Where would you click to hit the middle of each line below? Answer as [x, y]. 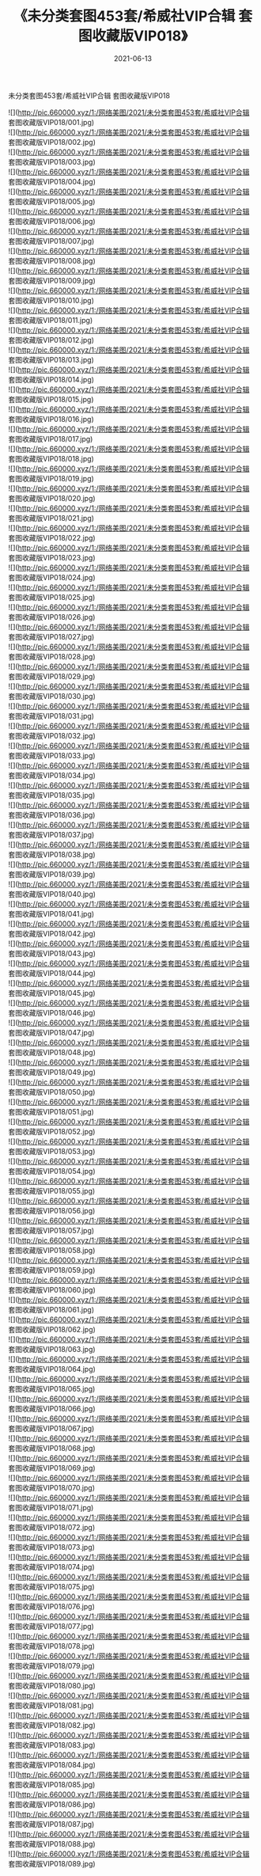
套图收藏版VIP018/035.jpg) [52, 795]
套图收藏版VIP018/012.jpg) [51, 340]
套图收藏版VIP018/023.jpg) [52, 557]
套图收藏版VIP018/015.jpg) [51, 399]
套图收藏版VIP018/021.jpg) [51, 518]
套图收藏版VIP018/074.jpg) [51, 1566]
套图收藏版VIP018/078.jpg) [51, 1646]
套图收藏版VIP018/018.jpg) [51, 458]
